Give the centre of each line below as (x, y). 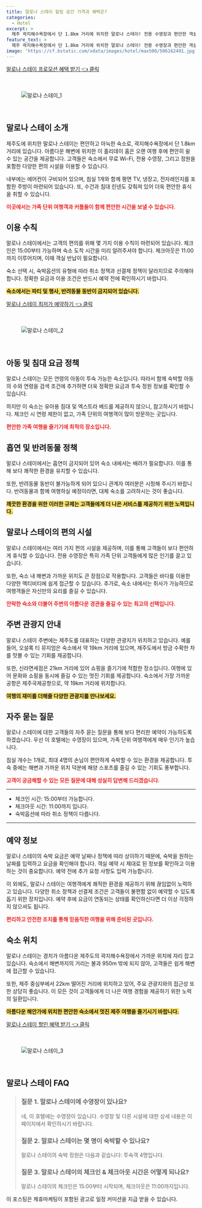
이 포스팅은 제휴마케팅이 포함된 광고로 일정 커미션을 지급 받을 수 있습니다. (92, 1199)
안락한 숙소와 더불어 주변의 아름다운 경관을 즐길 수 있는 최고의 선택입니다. (91, 604)
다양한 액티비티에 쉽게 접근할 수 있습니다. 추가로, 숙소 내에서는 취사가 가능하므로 (100, 583)
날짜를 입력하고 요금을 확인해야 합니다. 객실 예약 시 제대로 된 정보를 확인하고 (95, 864)
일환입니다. (26, 999)
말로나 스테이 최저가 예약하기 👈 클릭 (50, 304)
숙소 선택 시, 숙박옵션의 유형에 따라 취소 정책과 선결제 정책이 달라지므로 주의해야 (100, 271)
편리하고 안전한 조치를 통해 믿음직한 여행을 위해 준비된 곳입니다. (80, 919)
